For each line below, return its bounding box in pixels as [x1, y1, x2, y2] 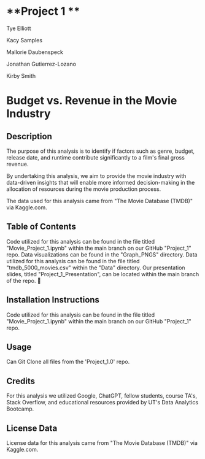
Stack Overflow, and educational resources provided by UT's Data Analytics [6, 399, 198, 406]
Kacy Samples [6, 36, 43, 44]
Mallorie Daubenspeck [6, 48, 63, 56]
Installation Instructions [6, 295, 100, 305]
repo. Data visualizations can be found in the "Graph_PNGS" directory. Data [6, 250, 198, 258]
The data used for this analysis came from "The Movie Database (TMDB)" [6, 197, 193, 204]
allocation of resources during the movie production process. [6, 185, 161, 193]
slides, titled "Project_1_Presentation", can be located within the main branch [6, 270, 199, 277]
